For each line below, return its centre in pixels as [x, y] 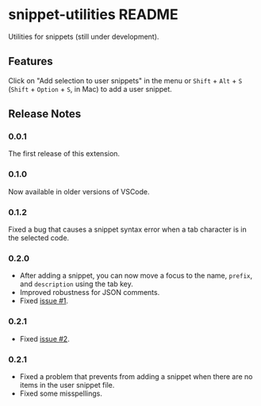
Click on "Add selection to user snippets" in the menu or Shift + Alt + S [125, 80]
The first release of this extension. [64, 154]
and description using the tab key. [76, 284]
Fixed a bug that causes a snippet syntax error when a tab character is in [128, 230]
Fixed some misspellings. [61, 393]
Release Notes [45, 114]
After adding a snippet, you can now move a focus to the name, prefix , [136, 276]
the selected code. [39, 238]
